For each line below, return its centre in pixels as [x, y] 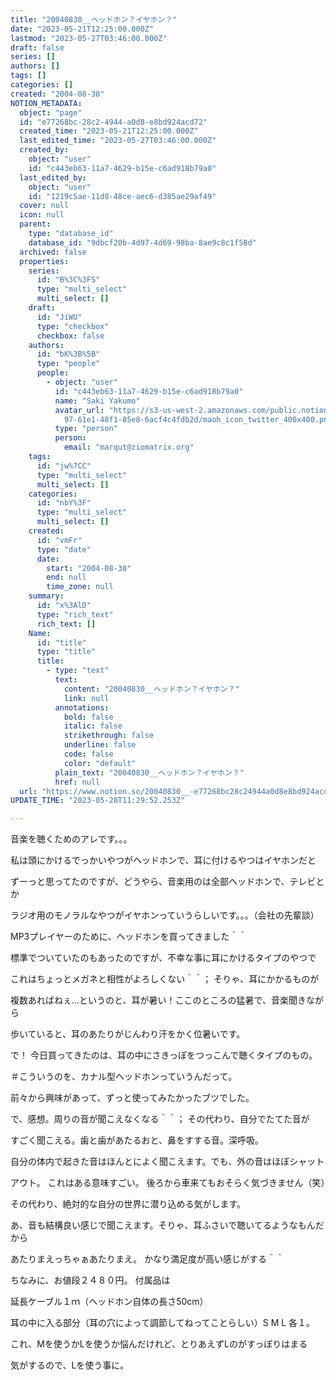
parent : [35, 224]
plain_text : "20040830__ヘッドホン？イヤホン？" [149, 772]
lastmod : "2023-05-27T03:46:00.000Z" [89, 38]
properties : [44, 261]
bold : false [88, 717]
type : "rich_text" [75, 614]
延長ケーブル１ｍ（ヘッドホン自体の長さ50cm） [109, 1302]
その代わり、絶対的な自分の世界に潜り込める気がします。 [128, 1204]
